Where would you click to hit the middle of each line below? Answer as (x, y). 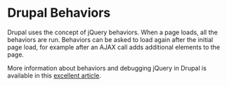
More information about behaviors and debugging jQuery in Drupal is (107, 68)
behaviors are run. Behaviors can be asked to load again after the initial (110, 39)
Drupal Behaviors (59, 13)
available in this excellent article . (54, 76)
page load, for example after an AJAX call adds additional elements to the (113, 47)
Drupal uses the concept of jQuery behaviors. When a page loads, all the (112, 32)
